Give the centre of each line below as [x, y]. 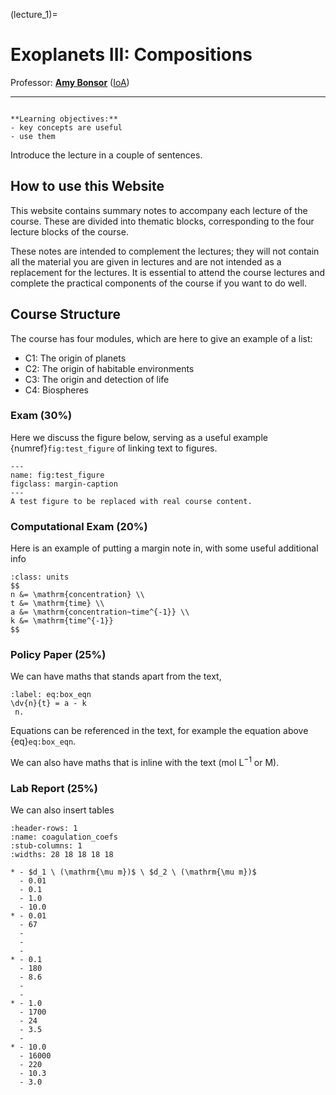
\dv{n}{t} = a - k [48, 704]
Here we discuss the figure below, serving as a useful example [139, 437]
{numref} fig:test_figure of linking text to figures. [114, 448]
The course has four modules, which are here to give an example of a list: [161, 338]
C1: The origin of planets [75, 358]
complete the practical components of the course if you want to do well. [158, 283]
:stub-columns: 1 [46, 846]
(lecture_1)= [34, 14]
